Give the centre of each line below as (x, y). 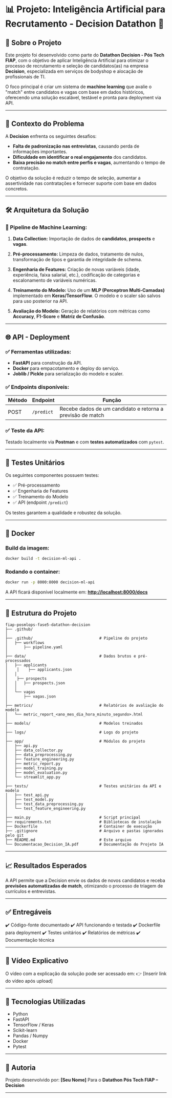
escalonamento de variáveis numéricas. (55, 280)
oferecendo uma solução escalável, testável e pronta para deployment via (83, 98)
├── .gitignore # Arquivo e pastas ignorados (84, 831)
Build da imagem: (27, 548)
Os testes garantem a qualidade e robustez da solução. (63, 513)
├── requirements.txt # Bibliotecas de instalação (83, 822)
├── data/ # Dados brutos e (71, 656)
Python (20, 1014)
